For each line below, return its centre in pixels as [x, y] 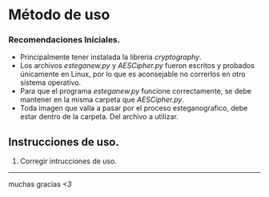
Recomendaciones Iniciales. [64, 40]
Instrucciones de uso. [64, 142]
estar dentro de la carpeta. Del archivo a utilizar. [99, 117]
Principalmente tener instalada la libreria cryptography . [110, 57]
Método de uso [59, 15]
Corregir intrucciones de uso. [68, 161]
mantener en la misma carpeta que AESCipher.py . [102, 100]
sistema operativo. [50, 82]
